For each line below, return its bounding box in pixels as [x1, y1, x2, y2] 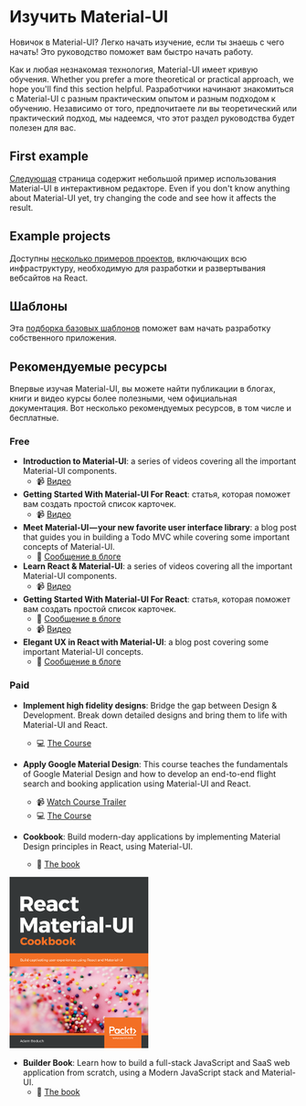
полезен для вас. [9, 121, 77, 133]
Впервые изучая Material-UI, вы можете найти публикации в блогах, [9, 384, 276, 395]
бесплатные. [9, 413, 59, 424]
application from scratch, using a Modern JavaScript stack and [22, 1067, 260, 1078]
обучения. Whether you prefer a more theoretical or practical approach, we [9, 73, 294, 84]
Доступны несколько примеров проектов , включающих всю [9, 253, 248, 264]
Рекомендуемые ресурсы [9, 359, 167, 374]
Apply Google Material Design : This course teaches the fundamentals [22, 758, 289, 769]
